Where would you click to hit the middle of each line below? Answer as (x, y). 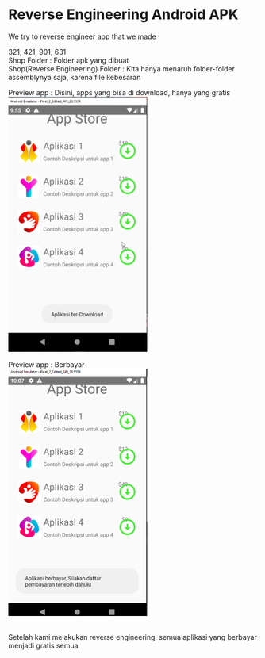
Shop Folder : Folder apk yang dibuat (69, 60)
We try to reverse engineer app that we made (82, 36)
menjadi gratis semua (43, 646)
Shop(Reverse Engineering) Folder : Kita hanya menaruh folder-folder (122, 68)
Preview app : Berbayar (46, 365)
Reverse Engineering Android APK (123, 15)
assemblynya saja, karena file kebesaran (75, 77)
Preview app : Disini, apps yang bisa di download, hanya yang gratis (119, 92)
